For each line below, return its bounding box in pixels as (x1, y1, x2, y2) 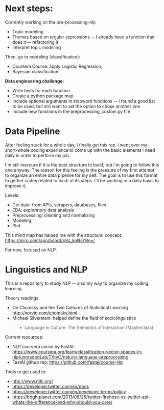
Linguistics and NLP (5, 264, 88, 275)
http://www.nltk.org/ (12, 378, 53, 384)
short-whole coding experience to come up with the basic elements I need (5, 147, 155, 153)
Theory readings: (5, 295, 40, 301)
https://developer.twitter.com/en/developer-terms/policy (12, 388, 126, 394)
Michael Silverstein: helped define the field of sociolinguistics (12, 315, 136, 321)
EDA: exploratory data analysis (12, 207, 74, 213)
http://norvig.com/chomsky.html (12, 310, 77, 316)
